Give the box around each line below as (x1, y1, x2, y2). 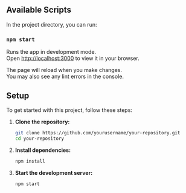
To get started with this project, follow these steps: (6, 106, 133, 114)
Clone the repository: (14, 118, 70, 125)
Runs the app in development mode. (6, 48, 97, 56)
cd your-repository (14, 136, 65, 142)
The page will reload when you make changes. (6, 67, 123, 74)
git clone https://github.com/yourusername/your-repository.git (14, 129, 181, 136)
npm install (14, 158, 45, 164)
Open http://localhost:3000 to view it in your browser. (6, 54, 140, 62)
